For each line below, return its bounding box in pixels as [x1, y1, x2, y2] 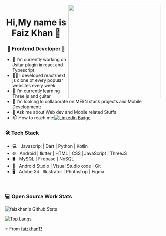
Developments [12, 104, 42, 110]
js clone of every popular [12, 78, 63, 83]
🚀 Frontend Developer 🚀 [7, 45, 65, 52]
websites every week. [12, 83, 57, 89]
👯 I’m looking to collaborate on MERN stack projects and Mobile [12, 99, 142, 105]
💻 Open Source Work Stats [5, 193, 72, 200]
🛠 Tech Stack [5, 129, 39, 136]
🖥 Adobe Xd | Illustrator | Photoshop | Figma [12, 168, 105, 174]
